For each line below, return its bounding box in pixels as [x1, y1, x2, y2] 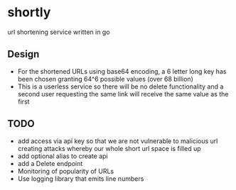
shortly [7, 4, 51, 21]
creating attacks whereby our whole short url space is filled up [17, 144, 201, 152]
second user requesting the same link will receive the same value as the [17, 89, 229, 98]
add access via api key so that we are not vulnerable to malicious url [17, 136, 218, 145]
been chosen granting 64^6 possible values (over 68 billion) [17, 74, 193, 83]
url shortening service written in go [7, 28, 110, 36]
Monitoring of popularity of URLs [17, 167, 114, 175]
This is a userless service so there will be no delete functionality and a [17, 82, 224, 91]
